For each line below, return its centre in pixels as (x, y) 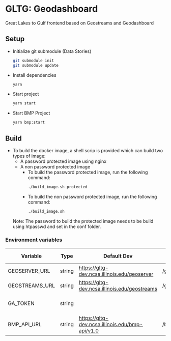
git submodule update (35, 65)
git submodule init (33, 61)
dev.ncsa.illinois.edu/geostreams (118, 289)
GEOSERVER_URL (29, 271)
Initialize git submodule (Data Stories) (52, 51)
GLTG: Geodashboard (52, 9)
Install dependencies (35, 75)
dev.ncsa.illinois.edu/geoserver (116, 274)
